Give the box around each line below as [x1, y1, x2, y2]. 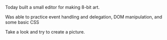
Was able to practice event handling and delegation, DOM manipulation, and [5, 14, 162, 19]
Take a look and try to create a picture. [5, 29, 85, 34]
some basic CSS [5, 19, 39, 25]
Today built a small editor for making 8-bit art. [5, 4, 100, 10]
